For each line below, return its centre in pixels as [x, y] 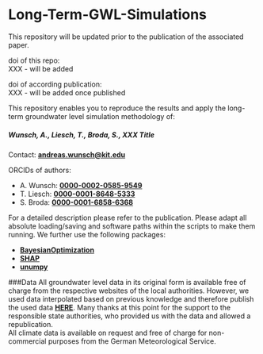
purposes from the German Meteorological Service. [132, 341]
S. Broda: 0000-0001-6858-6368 [76, 202]
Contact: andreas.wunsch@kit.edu [67, 154]
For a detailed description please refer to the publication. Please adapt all [128, 217]
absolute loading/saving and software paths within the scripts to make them [132, 226]
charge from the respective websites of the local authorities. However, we [129, 291]
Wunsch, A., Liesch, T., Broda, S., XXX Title [81, 135]
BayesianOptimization [57, 250]
